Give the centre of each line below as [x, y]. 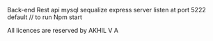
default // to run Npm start [45, 17]
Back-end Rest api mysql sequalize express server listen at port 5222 [107, 10]
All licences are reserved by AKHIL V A [63, 30]
